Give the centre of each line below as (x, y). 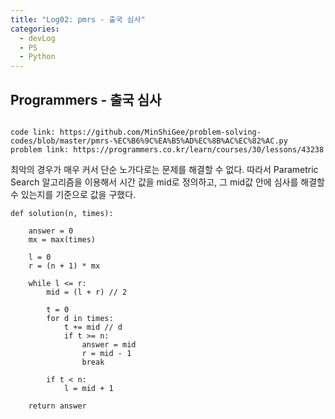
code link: (33, 132)
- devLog (37, 38)
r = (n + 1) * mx (64, 266)
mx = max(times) (62, 239)
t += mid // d (93, 327)
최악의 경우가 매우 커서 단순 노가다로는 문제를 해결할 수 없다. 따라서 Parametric (164, 169)
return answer (57, 406)
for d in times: (80, 318)
